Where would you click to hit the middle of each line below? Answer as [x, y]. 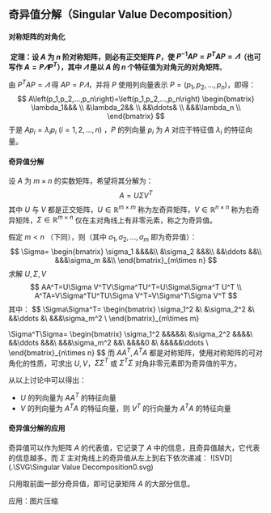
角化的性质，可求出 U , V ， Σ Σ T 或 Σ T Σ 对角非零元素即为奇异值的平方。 [125, 362]
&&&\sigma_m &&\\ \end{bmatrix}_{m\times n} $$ [136, 261]
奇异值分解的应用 [37, 428]
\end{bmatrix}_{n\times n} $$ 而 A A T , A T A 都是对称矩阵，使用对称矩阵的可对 [135, 352]
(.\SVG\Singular [34, 467]
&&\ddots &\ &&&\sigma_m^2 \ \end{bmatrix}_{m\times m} [104, 319]
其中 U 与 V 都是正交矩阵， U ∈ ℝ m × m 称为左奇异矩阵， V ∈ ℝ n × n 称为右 [131, 209]
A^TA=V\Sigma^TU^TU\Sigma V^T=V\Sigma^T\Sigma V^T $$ [136, 296]
